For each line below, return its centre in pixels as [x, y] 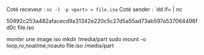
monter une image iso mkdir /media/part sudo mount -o [76, 39]
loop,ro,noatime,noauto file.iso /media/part [60, 46]
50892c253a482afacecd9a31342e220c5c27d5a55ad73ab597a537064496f [102, 21]
